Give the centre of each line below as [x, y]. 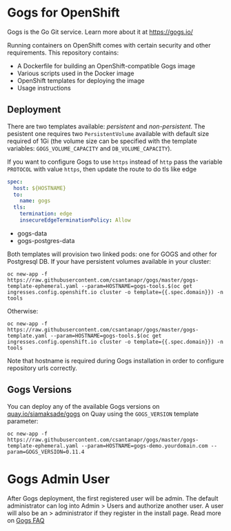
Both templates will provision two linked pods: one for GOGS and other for [112, 254]
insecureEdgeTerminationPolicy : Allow [75, 220]
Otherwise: [23, 311]
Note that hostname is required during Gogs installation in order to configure [115, 360]
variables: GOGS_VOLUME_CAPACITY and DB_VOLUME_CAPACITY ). [90, 148]
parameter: [23, 421]
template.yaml [28, 336]
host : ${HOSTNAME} [40, 188]
